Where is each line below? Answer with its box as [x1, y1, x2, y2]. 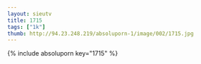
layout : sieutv [7, 10, 52, 18]
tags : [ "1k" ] [7, 23, 46, 30]
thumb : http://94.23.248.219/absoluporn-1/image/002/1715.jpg [7, 30, 194, 37]
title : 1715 [7, 17, 42, 24]
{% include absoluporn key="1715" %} [7, 49, 118, 58]
